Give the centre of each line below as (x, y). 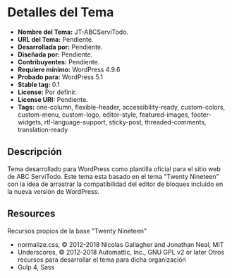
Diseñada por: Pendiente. (55, 54)
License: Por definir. (47, 92)
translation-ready (43, 129)
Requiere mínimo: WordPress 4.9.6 (69, 69)
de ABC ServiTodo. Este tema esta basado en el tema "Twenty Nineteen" (114, 176)
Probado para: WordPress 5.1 (60, 77)
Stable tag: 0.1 (38, 84)
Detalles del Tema (61, 12)
